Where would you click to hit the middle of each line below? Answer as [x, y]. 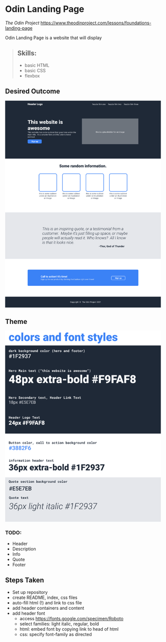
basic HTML [37, 65]
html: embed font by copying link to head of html [69, 629]
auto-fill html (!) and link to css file [47, 602]
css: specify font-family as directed [56, 634]
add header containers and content [48, 608]
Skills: [27, 53]
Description [24, 549]
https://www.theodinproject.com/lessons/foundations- [96, 23]
